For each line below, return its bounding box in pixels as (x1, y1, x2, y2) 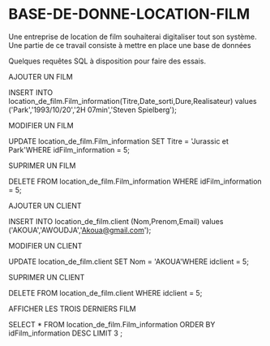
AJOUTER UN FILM (8, 71, 73, 81)
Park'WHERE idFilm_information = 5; (8, 145, 131, 154)
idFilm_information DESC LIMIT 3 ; (8, 328, 123, 338)
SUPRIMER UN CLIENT (8, 272, 85, 282)
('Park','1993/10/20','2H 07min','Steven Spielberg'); (8, 105, 177, 115)
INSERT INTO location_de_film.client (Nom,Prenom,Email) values (8, 216, 224, 226)
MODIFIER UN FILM (8, 120, 75, 130)
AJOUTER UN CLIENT (8, 201, 82, 210)
